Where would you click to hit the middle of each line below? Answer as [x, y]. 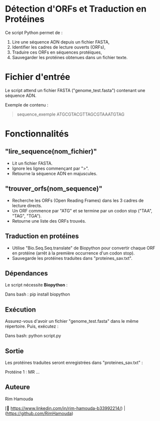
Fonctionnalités [37, 134]
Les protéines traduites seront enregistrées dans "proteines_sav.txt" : [74, 362]
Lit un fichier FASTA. [32, 163]
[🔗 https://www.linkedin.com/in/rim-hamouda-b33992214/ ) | [65, 408]
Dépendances [27, 273]
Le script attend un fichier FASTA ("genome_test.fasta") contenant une [75, 90]
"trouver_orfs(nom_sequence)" [54, 189]
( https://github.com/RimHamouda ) [39, 413]
